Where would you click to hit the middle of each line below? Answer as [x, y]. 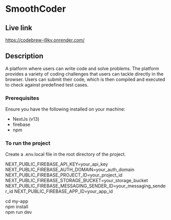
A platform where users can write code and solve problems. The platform [82, 68]
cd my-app [17, 201]
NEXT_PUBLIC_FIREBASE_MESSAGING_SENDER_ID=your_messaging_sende [86, 186]
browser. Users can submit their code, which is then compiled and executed [85, 79]
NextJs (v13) [26, 119]
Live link [19, 28]
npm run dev [19, 212]
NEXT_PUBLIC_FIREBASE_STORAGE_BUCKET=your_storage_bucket [77, 181]
